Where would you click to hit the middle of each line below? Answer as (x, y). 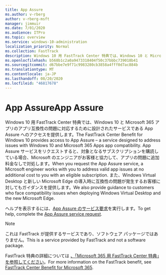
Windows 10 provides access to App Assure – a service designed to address (83, 140)
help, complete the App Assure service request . (54, 214)
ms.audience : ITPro (25, 33)
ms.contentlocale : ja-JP (31, 74)
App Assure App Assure (54, 108)
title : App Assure (24, 10)
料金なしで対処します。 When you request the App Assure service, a (74, 163)
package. (15, 245)
